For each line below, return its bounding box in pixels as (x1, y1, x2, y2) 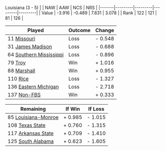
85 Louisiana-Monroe (7, 114, 59, 120)
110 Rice (7, 75, 29, 82)
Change (95, 27, 114, 34)
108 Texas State (7, 122, 46, 128)
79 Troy (7, 59, 26, 66)
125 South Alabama (7, 138, 54, 145)
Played (27, 27, 44, 34)
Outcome (68, 27, 91, 34)
